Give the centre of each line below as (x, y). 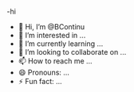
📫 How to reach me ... (55, 61)
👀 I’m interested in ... (52, 35)
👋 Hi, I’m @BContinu (51, 27)
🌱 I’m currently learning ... (61, 44)
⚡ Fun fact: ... (40, 81)
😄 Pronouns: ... (44, 72)
